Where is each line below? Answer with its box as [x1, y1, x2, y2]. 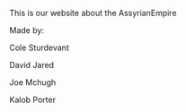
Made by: [9, 25, 45, 35]
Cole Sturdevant [9, 42, 69, 53]
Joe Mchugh [9, 77, 57, 88]
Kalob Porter [9, 94, 57, 105]
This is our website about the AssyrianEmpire [9, 8, 177, 18]
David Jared [9, 60, 55, 70]
